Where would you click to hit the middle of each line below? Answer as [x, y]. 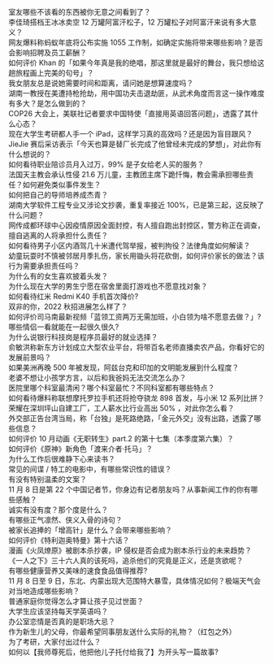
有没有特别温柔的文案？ [48, 479]
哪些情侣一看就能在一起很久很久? [64, 327]
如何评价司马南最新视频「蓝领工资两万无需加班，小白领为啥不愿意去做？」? [135, 317]
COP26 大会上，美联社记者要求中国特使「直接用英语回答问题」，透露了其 [130, 113]
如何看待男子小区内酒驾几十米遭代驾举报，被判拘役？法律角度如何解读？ [129, 245]
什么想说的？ [30, 154]
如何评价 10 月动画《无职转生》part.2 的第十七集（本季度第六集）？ [121, 438]
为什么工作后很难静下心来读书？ [62, 459]
